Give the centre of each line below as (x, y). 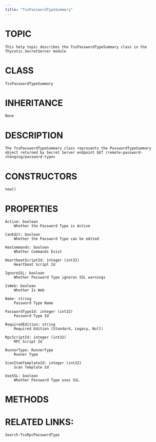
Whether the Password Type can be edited (56, 239)
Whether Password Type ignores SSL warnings (60, 278)
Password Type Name (34, 303)
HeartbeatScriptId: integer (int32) (42, 260)
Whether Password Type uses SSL (47, 380)
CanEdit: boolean (23, 235)
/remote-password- (124, 153)
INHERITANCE (34, 103)
